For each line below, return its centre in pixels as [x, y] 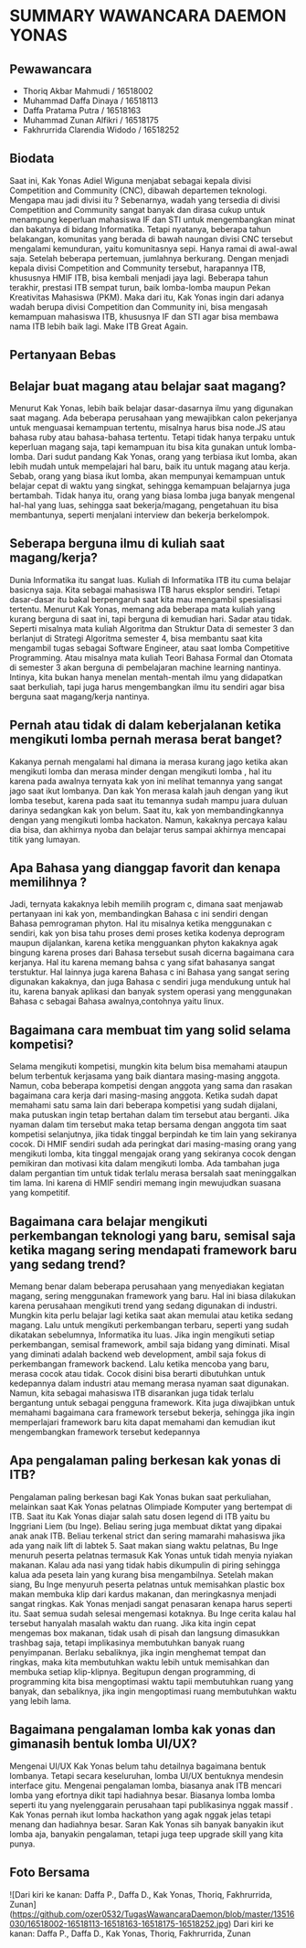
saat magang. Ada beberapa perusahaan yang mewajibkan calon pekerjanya [153, 418]
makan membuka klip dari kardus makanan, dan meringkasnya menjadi [143, 1594]
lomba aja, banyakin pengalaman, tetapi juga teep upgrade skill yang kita [147, 1834]
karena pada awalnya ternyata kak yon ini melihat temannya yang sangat [146, 781]
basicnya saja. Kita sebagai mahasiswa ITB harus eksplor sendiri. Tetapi [145, 590]
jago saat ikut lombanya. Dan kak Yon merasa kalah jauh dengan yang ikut [149, 791]
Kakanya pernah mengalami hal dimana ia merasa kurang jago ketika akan [149, 761]
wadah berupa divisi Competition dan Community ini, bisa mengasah [139, 306]
